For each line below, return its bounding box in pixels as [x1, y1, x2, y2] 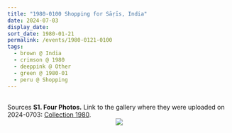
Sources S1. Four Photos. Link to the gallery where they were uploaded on [7, 103, 225, 112]
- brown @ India [13, 50, 62, 57]
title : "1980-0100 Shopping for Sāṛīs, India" [7, 10, 148, 18]
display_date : [7, 23, 50, 30]
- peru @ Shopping [13, 76, 69, 83]
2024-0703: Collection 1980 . [7, 110, 92, 119]
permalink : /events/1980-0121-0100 [7, 37, 113, 44]
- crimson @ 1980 [13, 57, 65, 64]
